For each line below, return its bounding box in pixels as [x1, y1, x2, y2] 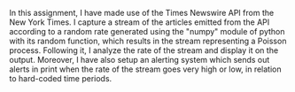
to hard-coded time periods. [9, 73, 113, 83]
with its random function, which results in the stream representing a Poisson [9, 35, 287, 46]
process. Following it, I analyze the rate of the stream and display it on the [9, 45, 279, 56]
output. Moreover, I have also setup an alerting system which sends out [9, 55, 270, 65]
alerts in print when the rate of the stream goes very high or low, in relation [9, 64, 282, 74]
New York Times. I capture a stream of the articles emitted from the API [9, 17, 270, 27]
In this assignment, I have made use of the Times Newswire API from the [9, 8, 275, 18]
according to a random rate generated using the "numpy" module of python [9, 27, 285, 36]
